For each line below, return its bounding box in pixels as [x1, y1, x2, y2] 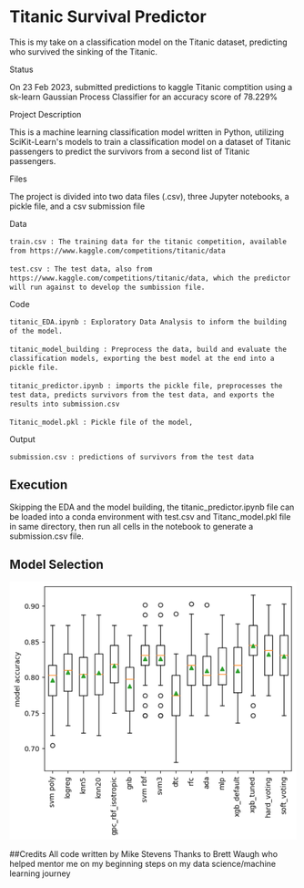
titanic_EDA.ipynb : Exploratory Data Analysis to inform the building [9, 317, 287, 326]
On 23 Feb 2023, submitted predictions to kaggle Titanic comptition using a [9, 81, 293, 92]
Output [9, 433, 35, 444]
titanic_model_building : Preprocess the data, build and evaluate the [9, 345, 287, 354]
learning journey [9, 868, 71, 879]
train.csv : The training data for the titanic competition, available [9, 237, 287, 246]
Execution [9, 477, 68, 493]
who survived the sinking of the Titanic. [9, 46, 157, 57]
